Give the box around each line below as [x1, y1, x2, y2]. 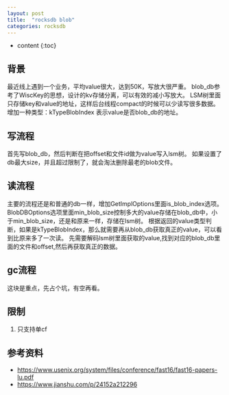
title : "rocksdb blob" [7, 16, 75, 23]
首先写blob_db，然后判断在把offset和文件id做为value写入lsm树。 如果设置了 [7, 150, 222, 157]
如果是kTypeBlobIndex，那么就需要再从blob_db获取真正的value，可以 [19, 225, 217, 233]
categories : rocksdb [7, 23, 67, 29]
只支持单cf [16, 325, 47, 333]
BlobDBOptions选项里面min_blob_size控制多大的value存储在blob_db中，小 [7, 208, 218, 216]
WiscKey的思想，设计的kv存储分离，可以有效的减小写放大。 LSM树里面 [19, 91, 221, 99]
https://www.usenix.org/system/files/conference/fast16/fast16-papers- [16, 366, 218, 374]
